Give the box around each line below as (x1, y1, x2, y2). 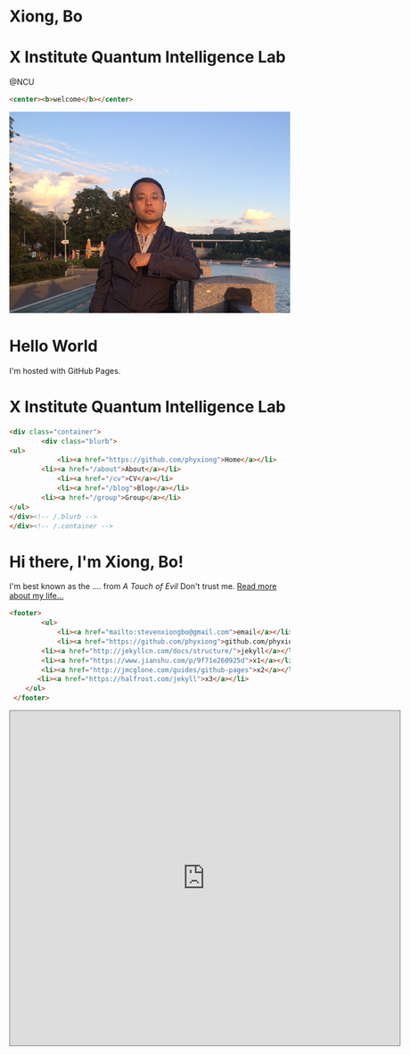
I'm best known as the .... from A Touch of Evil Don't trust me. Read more (9, 581, 277, 592)
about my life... (9, 591, 64, 602)
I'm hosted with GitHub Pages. (9, 365, 121, 376)
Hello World (9, 336, 98, 356)
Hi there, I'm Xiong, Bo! (9, 552, 184, 572)
